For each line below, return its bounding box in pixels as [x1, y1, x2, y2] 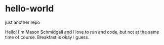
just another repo [5, 19, 41, 25]
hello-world [5, 3, 54, 14]
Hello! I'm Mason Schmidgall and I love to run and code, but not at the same [5, 29, 160, 35]
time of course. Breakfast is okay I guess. [5, 34, 89, 40]
